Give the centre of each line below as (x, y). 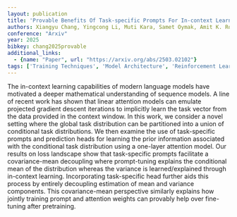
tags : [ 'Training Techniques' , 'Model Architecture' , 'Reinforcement (112, 66)
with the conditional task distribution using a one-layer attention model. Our (117, 146)
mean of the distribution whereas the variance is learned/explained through (117, 168)
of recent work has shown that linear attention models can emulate (104, 101)
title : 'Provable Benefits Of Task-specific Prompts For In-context (110, 20)
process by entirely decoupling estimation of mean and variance (101, 183)
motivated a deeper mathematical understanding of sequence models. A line (119, 94)
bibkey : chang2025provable (47, 46)
